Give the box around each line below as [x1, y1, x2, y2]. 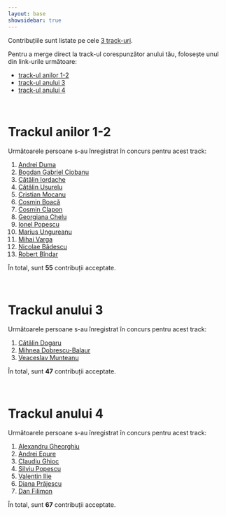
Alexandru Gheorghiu [17, 442, 80, 451]
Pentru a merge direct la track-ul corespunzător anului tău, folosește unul [8, 50, 219, 58]
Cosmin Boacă [17, 198, 61, 206]
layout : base [8, 10, 46, 18]
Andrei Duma [17, 161, 57, 169]
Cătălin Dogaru [17, 338, 62, 348]
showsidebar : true [8, 17, 62, 24]
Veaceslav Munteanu [17, 354, 79, 362]
